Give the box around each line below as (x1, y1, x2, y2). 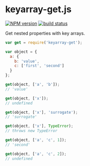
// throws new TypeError (5, 128, 58, 134)
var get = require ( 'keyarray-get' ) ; (5, 40, 82, 45)
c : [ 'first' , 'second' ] (14, 63, 65, 69)
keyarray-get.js (5, 4, 72, 15)
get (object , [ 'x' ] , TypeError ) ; (5, 123, 73, 129)
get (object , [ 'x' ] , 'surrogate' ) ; (5, 110, 78, 115)
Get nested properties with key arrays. (5, 30, 85, 36)
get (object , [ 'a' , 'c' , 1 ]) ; (5, 138, 67, 143)
